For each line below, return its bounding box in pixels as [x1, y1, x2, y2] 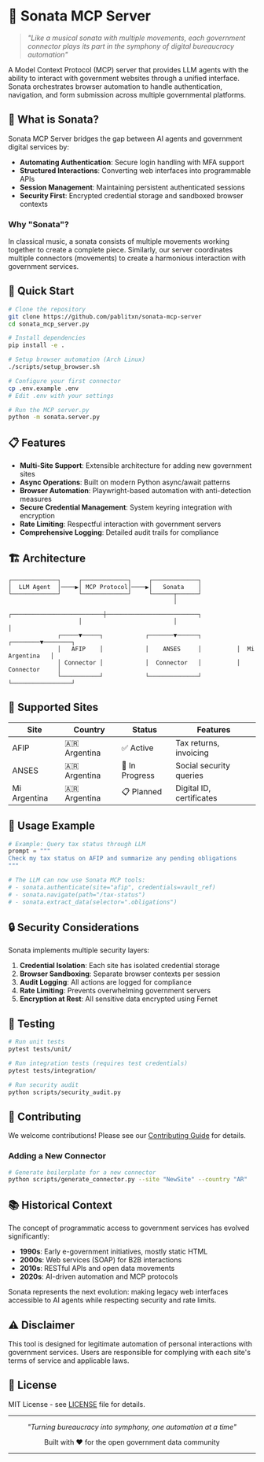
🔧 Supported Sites [8, 701, 99, 714]
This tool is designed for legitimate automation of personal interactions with [8, 1339, 253, 1348]
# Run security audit [8, 1081, 79, 1088]
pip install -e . [8, 341, 65, 349]
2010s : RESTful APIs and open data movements [19, 1264, 175, 1273]
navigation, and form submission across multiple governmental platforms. [8, 90, 246, 99]
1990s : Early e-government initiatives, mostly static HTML [19, 1247, 208, 1257]
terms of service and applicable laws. [8, 1356, 130, 1365]
